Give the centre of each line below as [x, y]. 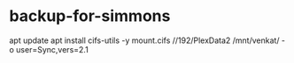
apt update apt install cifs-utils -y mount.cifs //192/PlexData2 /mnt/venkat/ [144, 40]
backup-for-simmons [90, 16]
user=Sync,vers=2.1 [52, 49]
